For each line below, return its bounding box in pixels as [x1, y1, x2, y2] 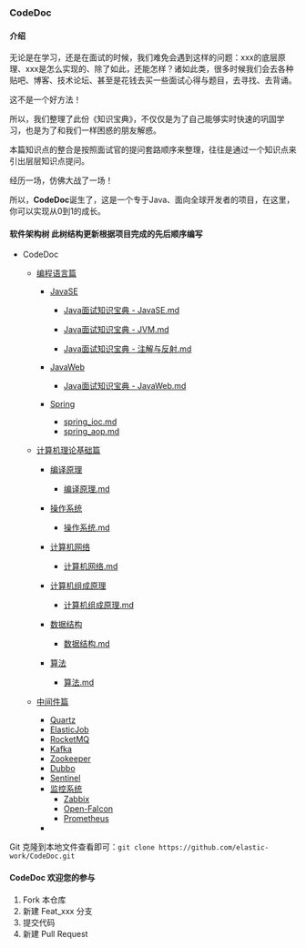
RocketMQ [49, 734, 90, 745]
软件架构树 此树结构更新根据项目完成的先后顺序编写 [9, 228, 203, 239]
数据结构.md [63, 638, 111, 649]
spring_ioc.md [63, 416, 117, 427]
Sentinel [49, 772, 81, 784]
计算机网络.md [63, 561, 118, 572]
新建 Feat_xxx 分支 [22, 905, 93, 916]
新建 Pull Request [22, 928, 88, 939]
